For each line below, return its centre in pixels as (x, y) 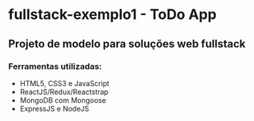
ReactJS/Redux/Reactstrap (64, 92)
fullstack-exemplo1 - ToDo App (113, 15)
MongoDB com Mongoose (63, 100)
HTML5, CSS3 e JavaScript (64, 83)
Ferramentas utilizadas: (55, 66)
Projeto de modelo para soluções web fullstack (127, 44)
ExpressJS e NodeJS (55, 108)
